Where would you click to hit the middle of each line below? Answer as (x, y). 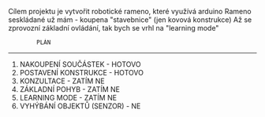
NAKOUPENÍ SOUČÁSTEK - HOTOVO (80, 64)
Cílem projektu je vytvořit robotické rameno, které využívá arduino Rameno (130, 11)
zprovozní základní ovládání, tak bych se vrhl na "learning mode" (114, 28)
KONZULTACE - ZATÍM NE (62, 81)
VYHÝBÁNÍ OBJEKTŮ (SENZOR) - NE (80, 106)
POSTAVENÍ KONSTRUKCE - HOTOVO (82, 73)
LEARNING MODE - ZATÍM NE (68, 98)
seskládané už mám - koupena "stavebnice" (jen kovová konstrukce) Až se (130, 20)
